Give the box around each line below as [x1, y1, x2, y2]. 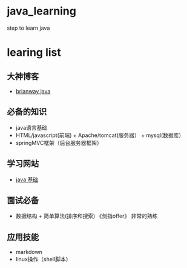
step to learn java [7, 24, 50, 32]
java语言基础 [15, 124, 48, 131]
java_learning [7, 4, 76, 18]
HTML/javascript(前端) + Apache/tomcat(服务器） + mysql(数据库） [15, 132, 185, 139]
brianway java [15, 87, 51, 95]
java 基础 [15, 176, 39, 183]
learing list [7, 45, 61, 59]
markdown [15, 249, 43, 256]
